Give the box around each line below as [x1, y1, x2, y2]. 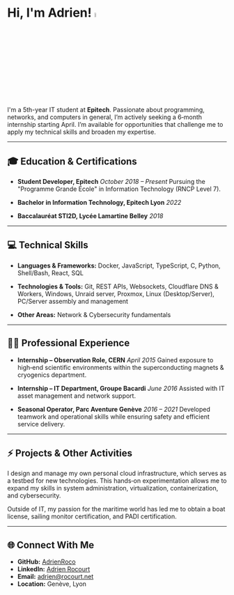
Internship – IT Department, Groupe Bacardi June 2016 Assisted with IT [17, 384, 225, 392]
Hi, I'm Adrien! [7, 5, 92, 21]
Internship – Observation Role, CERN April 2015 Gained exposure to [17, 355, 214, 364]
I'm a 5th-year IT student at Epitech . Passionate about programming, [7, 106, 205, 114]
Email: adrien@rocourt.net [17, 573, 94, 581]
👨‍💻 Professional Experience [7, 337, 130, 349]
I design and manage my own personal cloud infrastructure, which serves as [7, 469, 227, 478]
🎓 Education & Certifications [7, 155, 137, 167]
